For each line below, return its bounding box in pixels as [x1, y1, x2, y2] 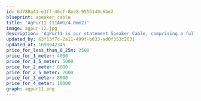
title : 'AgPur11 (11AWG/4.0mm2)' [6, 20, 90, 26]
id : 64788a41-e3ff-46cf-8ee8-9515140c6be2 [6, 8, 114, 15]
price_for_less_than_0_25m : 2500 [6, 48, 90, 53]
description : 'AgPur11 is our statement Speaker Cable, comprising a [6, 31, 184, 37]
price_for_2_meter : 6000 [6, 64, 68, 70]
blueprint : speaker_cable [6, 14, 71, 20]
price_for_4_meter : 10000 [6, 81, 71, 87]
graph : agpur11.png [6, 86, 55, 92]
